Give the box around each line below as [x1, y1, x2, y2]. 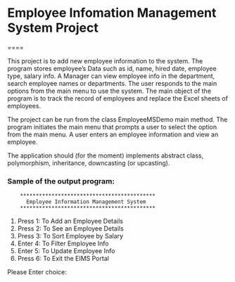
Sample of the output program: [7, 176, 115, 186]
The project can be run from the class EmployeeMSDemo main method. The [7, 115, 228, 124]
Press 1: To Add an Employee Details [17, 217, 123, 226]
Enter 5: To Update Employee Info [17, 247, 115, 255]
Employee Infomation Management [7, 5, 217, 21]
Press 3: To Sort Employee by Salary [17, 232, 124, 241]
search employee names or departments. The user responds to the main [7, 79, 217, 87]
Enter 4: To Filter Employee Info [17, 239, 109, 248]
